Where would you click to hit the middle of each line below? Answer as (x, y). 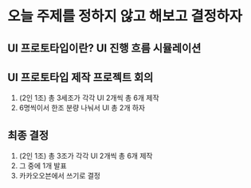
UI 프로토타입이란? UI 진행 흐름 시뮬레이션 (104, 48)
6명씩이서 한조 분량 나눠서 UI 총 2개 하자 (82, 108)
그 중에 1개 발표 (43, 166)
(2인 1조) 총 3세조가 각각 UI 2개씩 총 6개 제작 (89, 98)
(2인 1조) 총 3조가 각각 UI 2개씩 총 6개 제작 (86, 156)
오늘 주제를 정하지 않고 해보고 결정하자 (125, 16)
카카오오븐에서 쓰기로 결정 (60, 176)
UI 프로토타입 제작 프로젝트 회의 (80, 77)
